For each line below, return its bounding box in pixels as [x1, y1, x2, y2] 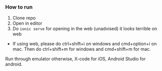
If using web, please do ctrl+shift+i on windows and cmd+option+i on [12, 41, 157, 47]
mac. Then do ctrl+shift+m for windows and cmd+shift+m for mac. [12, 46, 151, 52]
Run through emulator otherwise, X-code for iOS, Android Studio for [5, 56, 146, 62]
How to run [5, 4, 33, 11]
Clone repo [12, 15, 36, 21]
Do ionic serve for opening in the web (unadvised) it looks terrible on [12, 26, 157, 32]
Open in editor [12, 20, 43, 26]
